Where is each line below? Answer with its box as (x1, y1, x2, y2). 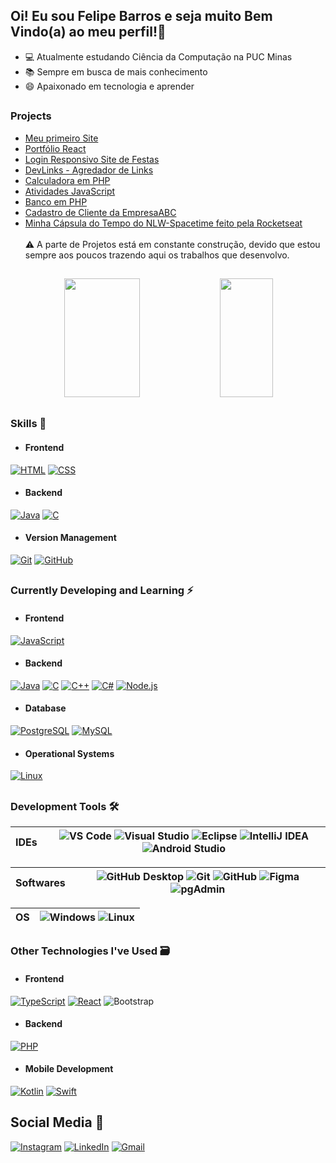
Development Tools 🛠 (10, 799, 120, 813)
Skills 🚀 (10, 417, 47, 431)
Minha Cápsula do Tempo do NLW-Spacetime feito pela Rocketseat (24, 217, 303, 229)
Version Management (24, 532, 117, 544)
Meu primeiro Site (24, 132, 99, 144)
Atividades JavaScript (24, 185, 116, 197)
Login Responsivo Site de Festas (24, 153, 160, 165)
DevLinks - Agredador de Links (24, 164, 154, 176)
